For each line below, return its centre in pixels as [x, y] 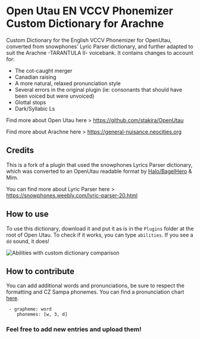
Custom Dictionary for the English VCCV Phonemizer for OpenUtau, [89, 40]
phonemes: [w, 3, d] [42, 315]
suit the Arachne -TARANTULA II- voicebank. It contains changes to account [100, 52]
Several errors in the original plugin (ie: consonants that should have [99, 89]
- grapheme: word [30, 309]
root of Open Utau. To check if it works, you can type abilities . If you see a [100, 235]
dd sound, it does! [28, 241]
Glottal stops [30, 102]
